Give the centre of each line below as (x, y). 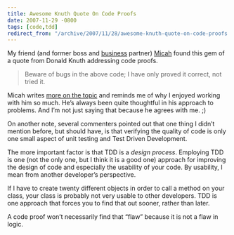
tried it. (35, 82)
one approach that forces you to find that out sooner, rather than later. (109, 203)
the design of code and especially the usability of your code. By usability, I (115, 167)
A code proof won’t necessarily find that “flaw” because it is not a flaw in (113, 217)
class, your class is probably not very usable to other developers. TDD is (112, 196)
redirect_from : (30, 33)
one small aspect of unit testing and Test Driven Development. (97, 139)
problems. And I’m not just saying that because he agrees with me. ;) (106, 110)
